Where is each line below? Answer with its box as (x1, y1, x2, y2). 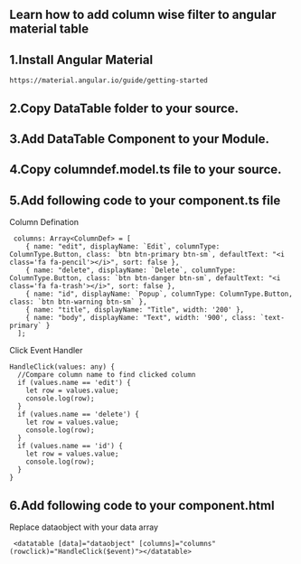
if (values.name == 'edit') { (17, 379, 131, 388)
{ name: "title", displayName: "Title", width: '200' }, (25, 305, 245, 315)
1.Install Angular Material (9, 52, 154, 67)
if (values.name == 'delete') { (17, 410, 140, 419)
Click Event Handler (9, 345, 83, 356)
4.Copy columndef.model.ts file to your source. (9, 162, 282, 177)
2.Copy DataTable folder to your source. (9, 100, 240, 116)
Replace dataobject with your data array (9, 522, 159, 532)
